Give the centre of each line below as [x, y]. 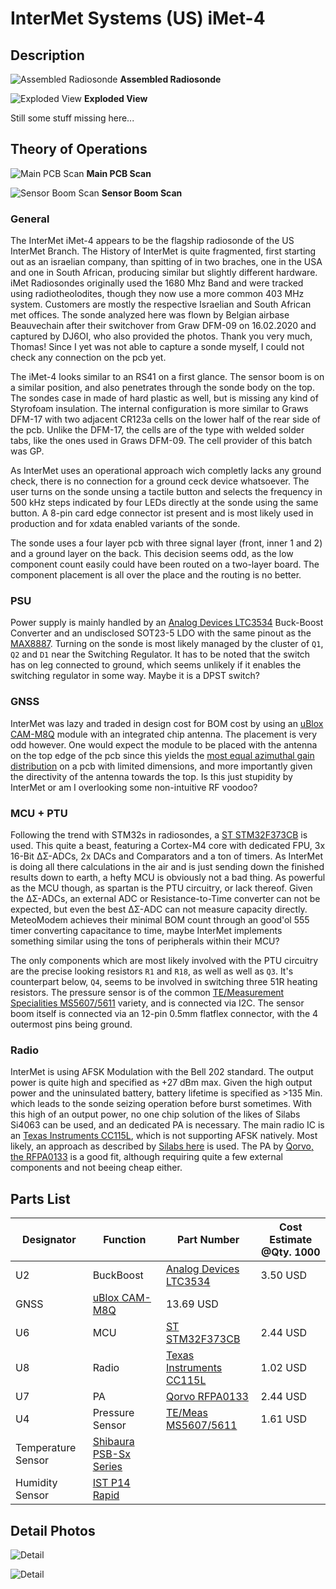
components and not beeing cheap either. [96, 1168]
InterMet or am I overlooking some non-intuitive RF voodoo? [134, 787]
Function [125, 1240]
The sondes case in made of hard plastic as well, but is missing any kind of [164, 398]
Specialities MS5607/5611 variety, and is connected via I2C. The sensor [157, 1003]
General [30, 219]
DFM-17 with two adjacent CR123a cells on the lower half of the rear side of [166, 419]
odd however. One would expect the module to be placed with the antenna [164, 744]
